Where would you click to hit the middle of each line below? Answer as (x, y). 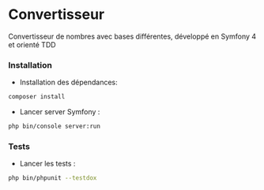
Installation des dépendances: (69, 82)
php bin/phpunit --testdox (53, 178)
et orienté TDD (32, 44)
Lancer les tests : (47, 164)
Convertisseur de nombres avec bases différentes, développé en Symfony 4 (132, 36)
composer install (37, 97)
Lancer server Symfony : (60, 112)
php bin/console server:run (55, 127)
